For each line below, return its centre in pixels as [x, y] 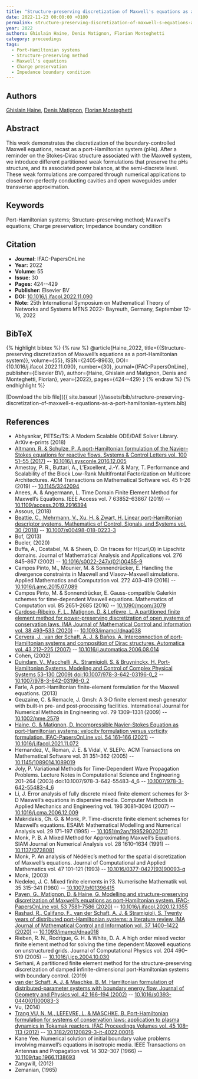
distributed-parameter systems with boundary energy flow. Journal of [99, 988]
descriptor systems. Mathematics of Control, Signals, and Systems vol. [100, 524]
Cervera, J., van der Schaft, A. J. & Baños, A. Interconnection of [92, 637]
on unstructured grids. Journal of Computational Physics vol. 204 [94, 951]
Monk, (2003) [31, 875]
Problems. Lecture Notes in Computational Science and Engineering [97, 775]
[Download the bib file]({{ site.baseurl [52, 397]
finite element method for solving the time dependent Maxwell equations [103, 944]
